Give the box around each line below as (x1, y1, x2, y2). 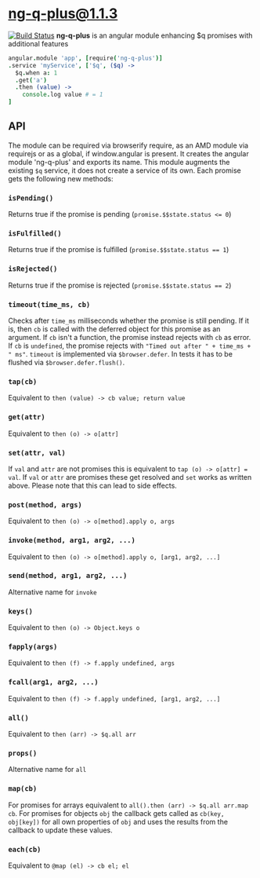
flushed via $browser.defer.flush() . (8, 358, 125, 368)
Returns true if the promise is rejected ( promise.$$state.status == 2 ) (8, 280, 232, 290)
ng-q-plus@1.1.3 (8, 5, 118, 23)
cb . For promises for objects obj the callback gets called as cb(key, (8, 808, 225, 818)
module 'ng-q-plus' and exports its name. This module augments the (8, 157, 230, 166)
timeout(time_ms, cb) (8, 300, 91, 309)
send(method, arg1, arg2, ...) (8, 571, 128, 580)
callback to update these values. (8, 825, 113, 835)
